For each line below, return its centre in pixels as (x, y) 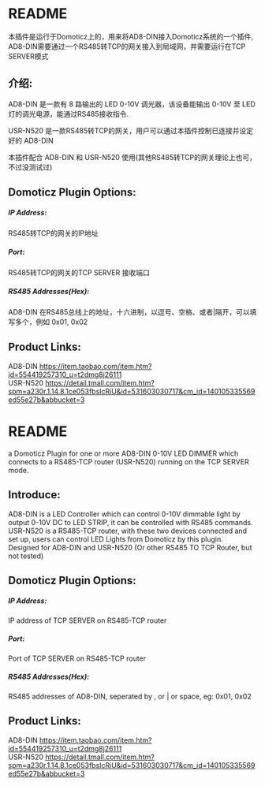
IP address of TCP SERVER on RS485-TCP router (88, 620)
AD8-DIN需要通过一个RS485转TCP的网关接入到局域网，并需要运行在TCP (127, 46)
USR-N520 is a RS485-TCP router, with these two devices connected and (127, 531)
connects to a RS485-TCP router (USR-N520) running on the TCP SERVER (129, 461)
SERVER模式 (28, 56)
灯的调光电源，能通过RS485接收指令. (69, 114)
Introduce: (34, 495)
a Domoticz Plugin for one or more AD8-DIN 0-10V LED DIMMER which (123, 453)
